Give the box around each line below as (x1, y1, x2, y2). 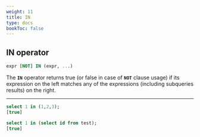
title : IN (6, 14, 31, 20)
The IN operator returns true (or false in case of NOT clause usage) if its (6, 74, 180, 81)
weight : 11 (6, 8, 33, 15)
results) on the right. (6, 86, 57, 94)
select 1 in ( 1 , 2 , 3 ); (6, 104, 60, 110)
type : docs (6, 20, 33, 26)
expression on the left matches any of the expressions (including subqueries (6, 80, 194, 87)
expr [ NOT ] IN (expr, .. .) (6, 63, 73, 69)
